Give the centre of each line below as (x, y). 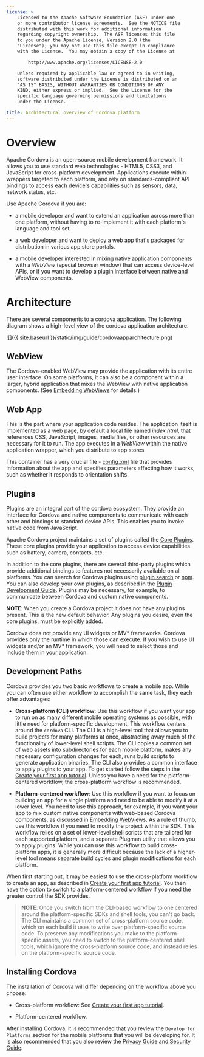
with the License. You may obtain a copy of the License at (96, 52)
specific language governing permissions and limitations (92, 96)
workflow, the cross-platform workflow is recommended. (110, 782)
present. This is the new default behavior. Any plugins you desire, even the (100, 615)
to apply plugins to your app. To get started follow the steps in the (97, 769)
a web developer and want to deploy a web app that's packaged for (100, 240)
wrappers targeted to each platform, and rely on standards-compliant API (98, 179)
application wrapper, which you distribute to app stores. (76, 450)
